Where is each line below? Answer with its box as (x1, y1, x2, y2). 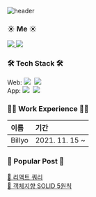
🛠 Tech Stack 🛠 (7, 59, 64, 68)
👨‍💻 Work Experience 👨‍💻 (7, 103, 89, 113)
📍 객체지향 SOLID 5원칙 (7, 182, 72, 190)
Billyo (10, 135, 29, 145)
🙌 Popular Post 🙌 (7, 156, 65, 166)
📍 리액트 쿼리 (7, 173, 43, 182)
